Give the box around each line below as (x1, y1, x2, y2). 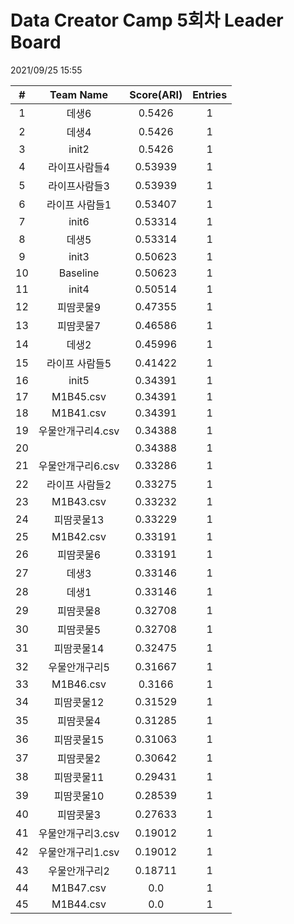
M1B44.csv (51, 897, 107, 911)
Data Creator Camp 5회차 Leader (10, 9, 284, 32)
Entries (192, 87, 228, 101)
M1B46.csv (51, 677, 107, 691)
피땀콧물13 (53, 512, 105, 526)
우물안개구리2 (48, 864, 110, 878)
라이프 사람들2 (46, 477, 112, 491)
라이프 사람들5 (46, 356, 112, 370)
